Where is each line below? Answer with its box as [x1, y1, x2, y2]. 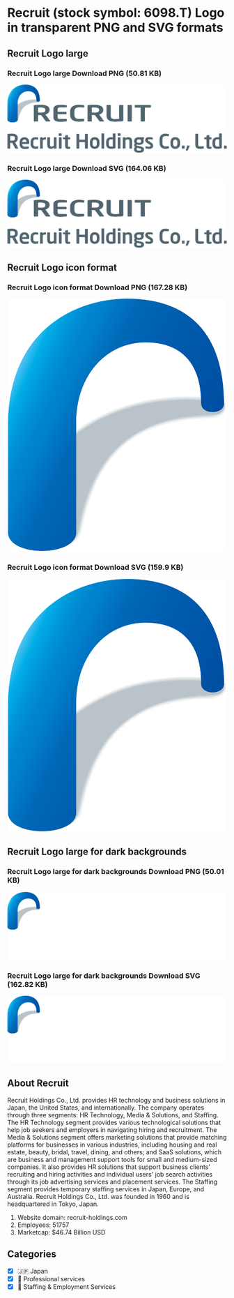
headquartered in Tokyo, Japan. [7, 1200, 99, 1208]
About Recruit [7, 1078, 69, 1089]
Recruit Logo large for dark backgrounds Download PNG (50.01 [7, 867, 224, 877]
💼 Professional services [17, 1274, 86, 1283]
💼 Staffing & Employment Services [17, 1282, 116, 1291]
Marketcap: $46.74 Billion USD [17, 1228, 106, 1236]
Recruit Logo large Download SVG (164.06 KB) [7, 163, 166, 173]
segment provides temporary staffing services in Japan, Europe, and [7, 1184, 205, 1193]
